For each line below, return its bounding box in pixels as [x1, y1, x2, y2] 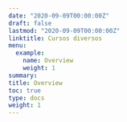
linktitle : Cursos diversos [8, 34, 103, 43]
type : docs [8, 94, 45, 102]
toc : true [8, 86, 42, 95]
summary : [8, 71, 38, 79]
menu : [8, 42, 27, 50]
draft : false [8, 19, 52, 27]
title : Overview [8, 79, 63, 87]
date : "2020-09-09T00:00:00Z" [8, 11, 110, 20]
